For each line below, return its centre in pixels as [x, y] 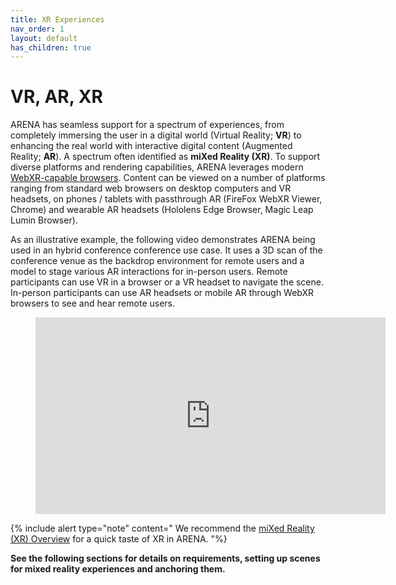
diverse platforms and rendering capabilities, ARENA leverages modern [157, 167]
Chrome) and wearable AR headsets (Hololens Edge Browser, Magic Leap [162, 210]
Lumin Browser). [44, 220]
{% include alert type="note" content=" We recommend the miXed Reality [162, 528]
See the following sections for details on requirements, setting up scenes [165, 558]
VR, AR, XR [56, 97]
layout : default [44, 38]
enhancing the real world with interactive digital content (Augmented [151, 146]
